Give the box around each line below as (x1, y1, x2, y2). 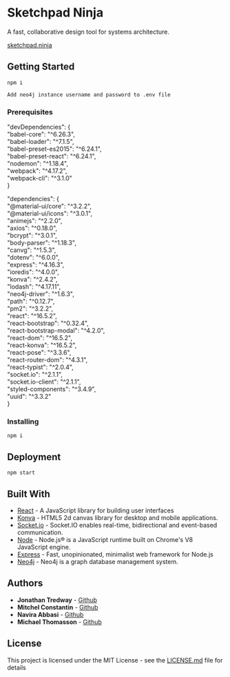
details (7, 663, 26, 671)
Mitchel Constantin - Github (17, 603, 98, 611)
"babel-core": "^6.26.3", (7, 130, 76, 138)
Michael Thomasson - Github (17, 618, 102, 626)
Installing (7, 417, 39, 426)
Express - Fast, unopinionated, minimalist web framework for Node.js (17, 550, 213, 559)
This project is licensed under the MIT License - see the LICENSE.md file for (7, 656, 223, 664)
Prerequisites (7, 107, 53, 116)
